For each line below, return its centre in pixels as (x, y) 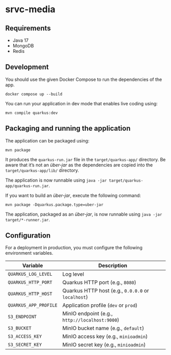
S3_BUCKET (20, 328)
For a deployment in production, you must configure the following (74, 248)
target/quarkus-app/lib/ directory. (42, 170)
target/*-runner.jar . (28, 219)
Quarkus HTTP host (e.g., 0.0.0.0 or (106, 291)
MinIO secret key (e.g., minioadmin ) (104, 345)
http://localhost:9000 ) (91, 320)
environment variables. (29, 253)
